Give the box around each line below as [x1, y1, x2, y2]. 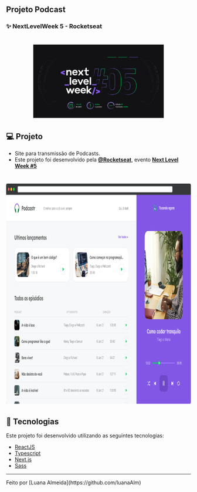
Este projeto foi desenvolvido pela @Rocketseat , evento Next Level [14, 156, 179, 163]
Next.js [14, 456, 32, 463]
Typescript [14, 450, 41, 457]
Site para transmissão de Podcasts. [14, 150, 101, 157]
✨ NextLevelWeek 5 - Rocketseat [6, 22, 103, 31]
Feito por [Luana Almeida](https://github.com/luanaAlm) [6, 479, 141, 486]
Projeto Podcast [6, 5, 66, 15]
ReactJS [14, 443, 35, 451]
